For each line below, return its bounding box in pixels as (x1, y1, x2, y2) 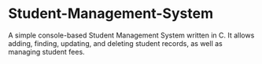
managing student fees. (8, 47, 85, 56)
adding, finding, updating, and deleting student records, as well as (8, 38, 223, 48)
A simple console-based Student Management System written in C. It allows (8, 30, 255, 40)
